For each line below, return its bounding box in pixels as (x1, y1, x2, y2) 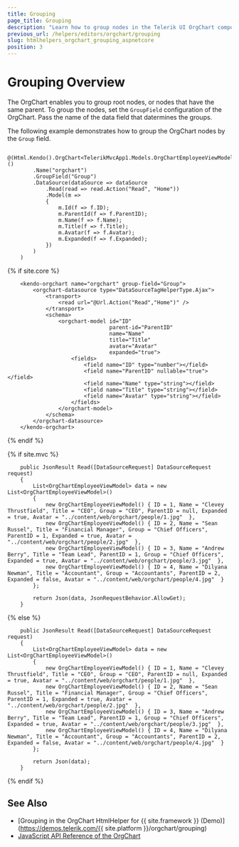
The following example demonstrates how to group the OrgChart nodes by (7, 126, 225, 135)
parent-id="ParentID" (109, 323, 174, 331)
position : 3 (7, 43, 43, 51)
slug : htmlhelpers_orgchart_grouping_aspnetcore (7, 37, 154, 44)
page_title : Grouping (7, 17, 72, 24)
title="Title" (109, 336, 152, 343)
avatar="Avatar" (109, 343, 158, 350)
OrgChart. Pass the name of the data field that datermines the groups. (7, 113, 213, 121)
